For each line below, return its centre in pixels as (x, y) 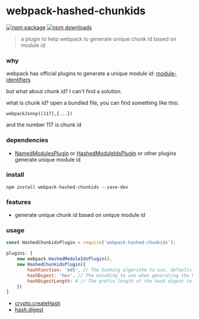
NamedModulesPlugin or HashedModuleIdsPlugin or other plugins (95, 153)
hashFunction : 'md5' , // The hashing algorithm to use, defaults (110, 270)
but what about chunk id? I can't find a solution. (64, 91)
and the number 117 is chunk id (44, 125)
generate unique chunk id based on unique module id (80, 215)
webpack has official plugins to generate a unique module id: (81, 74)
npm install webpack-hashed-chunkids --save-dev (67, 187)
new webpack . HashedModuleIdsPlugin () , (65, 259)
